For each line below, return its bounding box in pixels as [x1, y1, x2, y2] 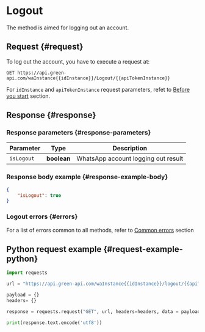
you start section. [6, 92, 51, 100]
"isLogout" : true [17, 192, 62, 199]
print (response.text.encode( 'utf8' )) [6, 319, 103, 326]
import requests [6, 270, 48, 276]
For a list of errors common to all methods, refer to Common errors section [6, 226, 194, 234]
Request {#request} [6, 42, 84, 52]
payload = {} [6, 292, 40, 298]
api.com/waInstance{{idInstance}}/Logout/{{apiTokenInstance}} [6, 75, 171, 81]
